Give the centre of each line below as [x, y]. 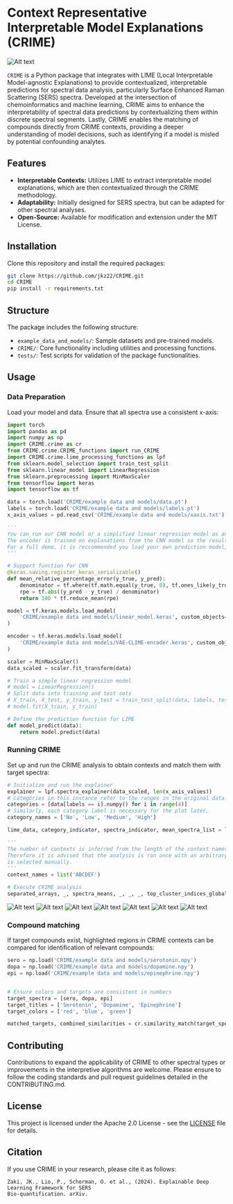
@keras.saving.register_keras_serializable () [74, 572]
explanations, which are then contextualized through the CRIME [108, 187]
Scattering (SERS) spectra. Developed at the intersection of [92, 97]
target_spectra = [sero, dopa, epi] [60, 998]
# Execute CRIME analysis [44, 888]
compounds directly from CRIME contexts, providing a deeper [96, 127]
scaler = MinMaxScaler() [43, 662]
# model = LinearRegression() [51, 687]
